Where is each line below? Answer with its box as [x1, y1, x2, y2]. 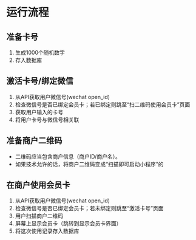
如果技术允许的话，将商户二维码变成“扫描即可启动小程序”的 [15, 160, 164, 168]
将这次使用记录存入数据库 [15, 227, 79, 235]
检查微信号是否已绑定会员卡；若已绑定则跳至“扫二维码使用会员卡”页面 [15, 101, 191, 108]
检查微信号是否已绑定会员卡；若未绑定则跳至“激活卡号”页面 [15, 205, 164, 212]
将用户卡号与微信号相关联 [15, 116, 79, 123]
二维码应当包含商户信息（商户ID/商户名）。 [15, 153, 121, 160]
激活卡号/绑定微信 [6, 76, 74, 86]
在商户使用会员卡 [6, 180, 70, 190]
